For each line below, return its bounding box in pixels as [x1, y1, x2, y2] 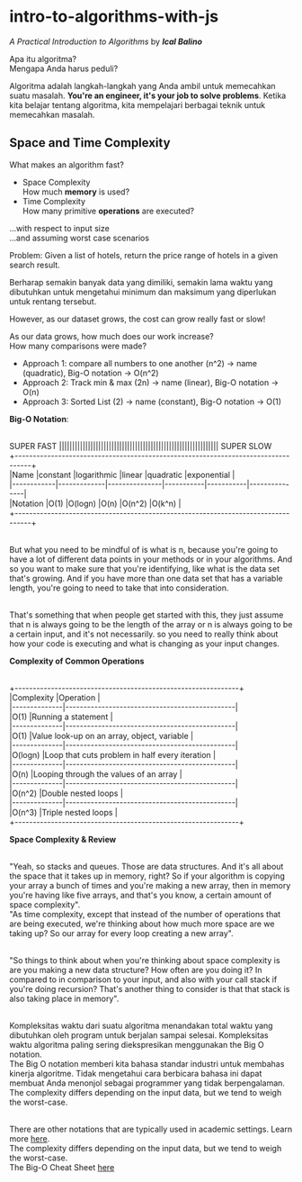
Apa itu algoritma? [9, 53, 77, 64]
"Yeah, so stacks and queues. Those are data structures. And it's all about [9, 861, 284, 871]
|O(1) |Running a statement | [9, 711, 114, 722]
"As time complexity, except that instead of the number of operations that [9, 908, 281, 919]
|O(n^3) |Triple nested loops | [9, 807, 119, 817]
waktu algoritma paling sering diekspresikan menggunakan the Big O [9, 1039, 265, 1050]
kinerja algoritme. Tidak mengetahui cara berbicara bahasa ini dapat [9, 1068, 262, 1078]
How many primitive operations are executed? [22, 205, 195, 216]
